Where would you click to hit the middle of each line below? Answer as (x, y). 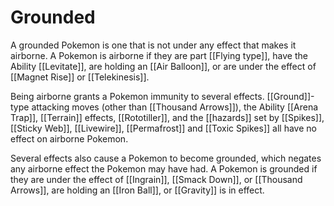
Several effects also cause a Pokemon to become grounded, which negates (166, 158)
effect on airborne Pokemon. (69, 138)
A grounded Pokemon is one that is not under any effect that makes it (153, 45)
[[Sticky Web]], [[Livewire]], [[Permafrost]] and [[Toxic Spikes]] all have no (163, 128)
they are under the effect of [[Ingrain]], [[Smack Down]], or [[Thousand (156, 179)
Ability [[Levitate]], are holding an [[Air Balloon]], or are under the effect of (163, 66)
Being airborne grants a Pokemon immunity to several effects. (137, 96)
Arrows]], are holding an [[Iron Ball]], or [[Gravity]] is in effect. (137, 190)
